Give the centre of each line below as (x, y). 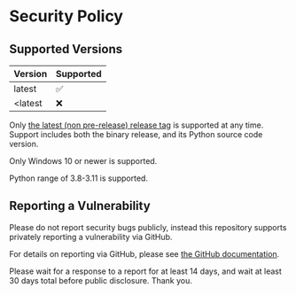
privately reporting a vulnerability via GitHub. (91, 237)
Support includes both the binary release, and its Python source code (136, 134)
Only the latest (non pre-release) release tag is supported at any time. (136, 125)
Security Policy (66, 16)
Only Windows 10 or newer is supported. (83, 161)
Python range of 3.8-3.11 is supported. (79, 178)
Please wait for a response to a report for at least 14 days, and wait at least (145, 271)
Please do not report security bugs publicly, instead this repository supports (148, 227)
